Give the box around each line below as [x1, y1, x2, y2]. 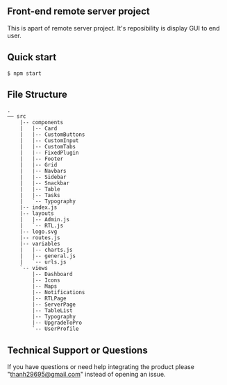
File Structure [7, 89, 67, 101]
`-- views [19, 265, 49, 272]
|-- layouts [19, 210, 54, 217]
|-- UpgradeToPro [32, 319, 82, 327]
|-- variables [19, 241, 60, 248]
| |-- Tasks [19, 192, 60, 199]
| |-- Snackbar [19, 180, 70, 187]
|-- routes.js [19, 234, 60, 241]
